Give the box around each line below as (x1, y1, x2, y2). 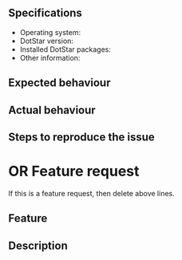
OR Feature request (8, 163, 140, 180)
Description (8, 238, 68, 252)
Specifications (8, 6, 82, 20)
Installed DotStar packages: (19, 44, 112, 54)
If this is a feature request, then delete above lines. (8, 188, 175, 198)
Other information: (19, 53, 81, 62)
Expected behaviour (8, 76, 111, 90)
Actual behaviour (8, 103, 96, 116)
